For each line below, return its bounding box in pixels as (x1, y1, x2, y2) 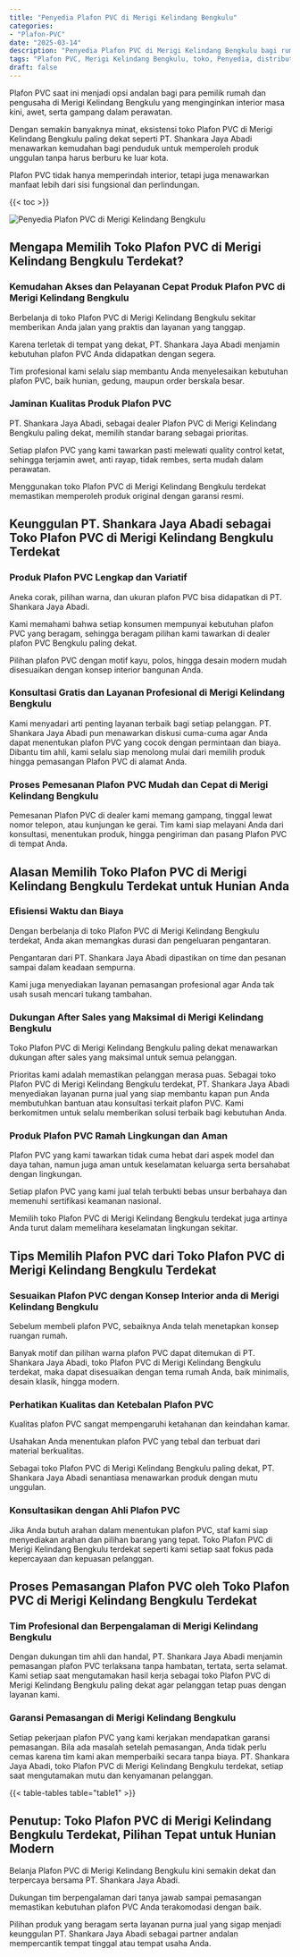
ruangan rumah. (9, 1330, 69, 1342)
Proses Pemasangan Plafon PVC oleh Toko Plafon (9, 1580, 290, 1595)
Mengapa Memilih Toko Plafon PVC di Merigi (9, 240, 262, 255)
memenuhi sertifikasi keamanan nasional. (9, 1196, 162, 1207)
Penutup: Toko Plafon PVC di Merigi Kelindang (9, 1813, 272, 1829)
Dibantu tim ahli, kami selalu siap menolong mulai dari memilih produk (9, 746, 266, 757)
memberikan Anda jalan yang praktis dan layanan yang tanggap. (9, 321, 246, 332)
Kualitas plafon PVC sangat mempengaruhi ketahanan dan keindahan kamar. (9, 1419, 290, 1429)
